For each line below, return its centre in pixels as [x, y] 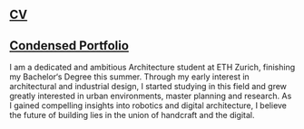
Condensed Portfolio [69, 46]
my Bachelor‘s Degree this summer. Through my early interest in [129, 77]
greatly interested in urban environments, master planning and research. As [151, 96]
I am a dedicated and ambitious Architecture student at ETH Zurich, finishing [152, 68]
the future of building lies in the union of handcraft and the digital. [132, 115]
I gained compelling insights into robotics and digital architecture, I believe [148, 106]
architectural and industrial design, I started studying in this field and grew [148, 87]
